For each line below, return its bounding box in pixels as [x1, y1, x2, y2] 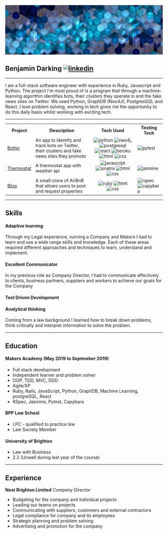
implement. [5, 250, 28, 256]
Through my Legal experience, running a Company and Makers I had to [5, 234, 152, 240]
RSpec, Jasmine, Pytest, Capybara [12, 398, 84, 404]
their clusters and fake [35, 148, 81, 154]
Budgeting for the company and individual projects [12, 496, 117, 502]
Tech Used [101, 127, 124, 133]
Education [5, 341, 38, 350]
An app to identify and [35, 137, 81, 143]
